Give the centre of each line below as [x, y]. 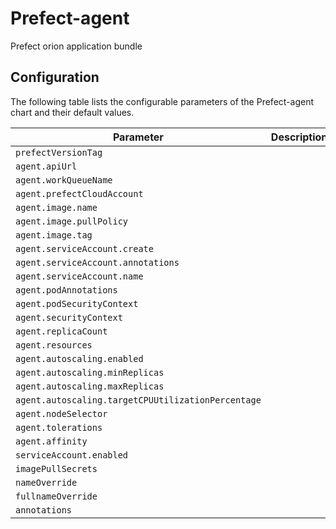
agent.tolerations [59, 427]
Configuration [55, 77]
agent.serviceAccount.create [84, 248]
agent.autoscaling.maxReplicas [90, 386]
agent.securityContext [69, 317]
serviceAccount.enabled [72, 455]
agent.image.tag [54, 235]
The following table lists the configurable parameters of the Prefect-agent [162, 101]
